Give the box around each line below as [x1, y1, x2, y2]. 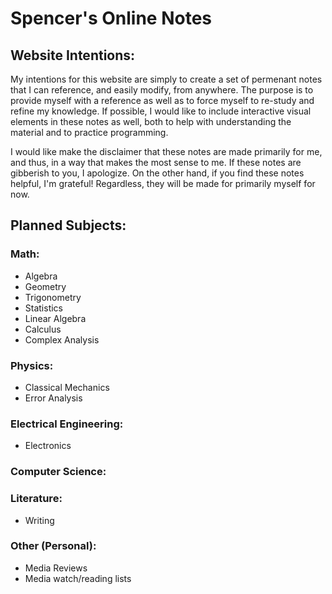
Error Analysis [24, 392, 83, 404]
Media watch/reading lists [24, 572, 132, 584]
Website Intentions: [10, 47, 136, 64]
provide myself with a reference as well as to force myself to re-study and [10, 95, 315, 106]
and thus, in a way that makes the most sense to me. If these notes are [10, 157, 302, 168]
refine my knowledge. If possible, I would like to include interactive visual [10, 105, 312, 117]
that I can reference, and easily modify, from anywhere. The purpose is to [10, 84, 314, 96]
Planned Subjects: [10, 217, 127, 234]
